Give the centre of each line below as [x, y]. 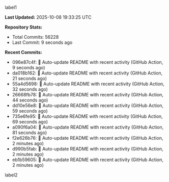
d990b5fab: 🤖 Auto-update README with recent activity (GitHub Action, [88, 149]
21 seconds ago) [29, 78]
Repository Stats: [24, 27]
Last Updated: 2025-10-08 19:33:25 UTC [48, 17]
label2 [11, 175]
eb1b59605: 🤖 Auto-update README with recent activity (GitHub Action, [88, 160]
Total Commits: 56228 [35, 37]
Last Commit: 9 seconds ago [42, 42]
